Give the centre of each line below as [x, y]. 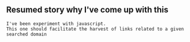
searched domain [26, 34]
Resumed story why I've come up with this [87, 10]
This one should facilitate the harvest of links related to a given [95, 29]
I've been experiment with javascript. [56, 23]
